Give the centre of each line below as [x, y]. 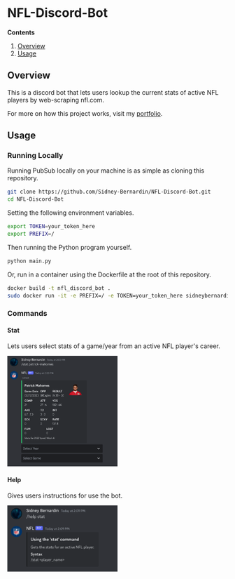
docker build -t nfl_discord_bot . [59, 288]
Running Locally [35, 156]
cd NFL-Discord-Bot [36, 199]
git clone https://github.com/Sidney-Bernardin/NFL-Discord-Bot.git [109, 192]
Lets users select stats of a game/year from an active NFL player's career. [114, 346]
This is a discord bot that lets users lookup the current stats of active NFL [113, 92]
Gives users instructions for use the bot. [65, 495]
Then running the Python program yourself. [70, 247]
